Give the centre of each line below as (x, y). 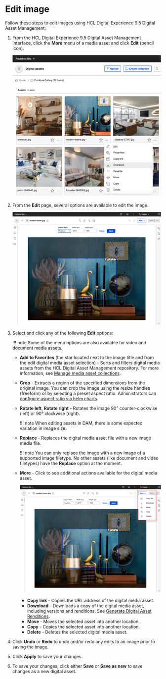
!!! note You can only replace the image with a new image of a (82, 453)
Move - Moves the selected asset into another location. (83, 622)
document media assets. (37, 348)
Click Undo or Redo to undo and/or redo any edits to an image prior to (84, 642)
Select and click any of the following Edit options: (63, 333)
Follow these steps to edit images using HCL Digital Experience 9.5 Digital (80, 23)
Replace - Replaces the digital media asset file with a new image (85, 438)
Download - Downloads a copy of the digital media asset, (86, 606)
